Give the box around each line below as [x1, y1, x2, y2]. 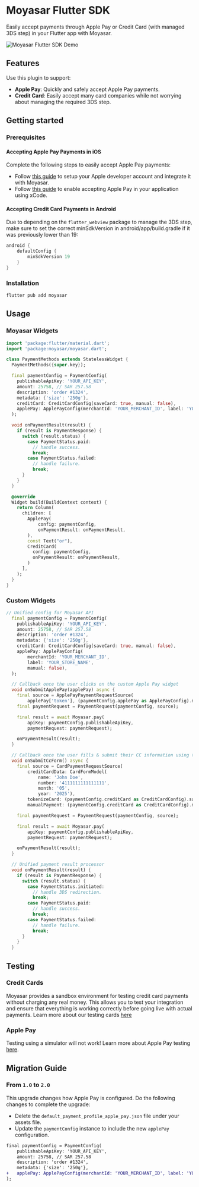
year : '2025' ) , [37, 791, 76, 797]
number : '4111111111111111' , [37, 780, 110, 786]
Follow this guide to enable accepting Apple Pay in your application [14, 186, 179, 193]
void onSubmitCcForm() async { [11, 758, 89, 764]
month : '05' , [37, 786, 70, 792]
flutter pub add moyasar [6, 293, 68, 299]
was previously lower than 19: [6, 231, 79, 238]
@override [11, 494, 36, 500]
